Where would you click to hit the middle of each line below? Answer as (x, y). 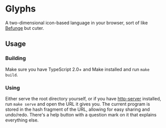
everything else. (22, 120)
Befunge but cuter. (25, 28)
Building (16, 58)
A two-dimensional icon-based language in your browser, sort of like (76, 23)
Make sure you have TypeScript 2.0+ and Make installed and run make (77, 69)
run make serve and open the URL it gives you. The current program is (78, 104)
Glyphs (21, 9)
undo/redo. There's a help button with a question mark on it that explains (81, 114)
